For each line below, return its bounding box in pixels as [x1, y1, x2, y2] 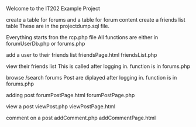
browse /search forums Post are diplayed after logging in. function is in [6, 74, 177, 81]
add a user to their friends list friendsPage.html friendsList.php [6, 52, 157, 58]
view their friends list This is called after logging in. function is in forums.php [6, 63, 190, 70]
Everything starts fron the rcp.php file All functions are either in [6, 34, 159, 40]
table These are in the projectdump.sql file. [6, 23, 110, 29]
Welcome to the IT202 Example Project [6, 5, 101, 12]
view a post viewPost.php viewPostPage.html [6, 103, 116, 110]
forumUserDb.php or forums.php [6, 40, 85, 47]
